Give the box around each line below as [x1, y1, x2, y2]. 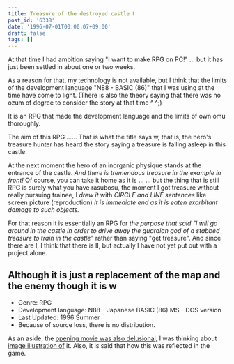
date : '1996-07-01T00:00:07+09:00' [8, 23, 111, 30]
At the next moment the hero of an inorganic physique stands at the [8, 161, 202, 169]
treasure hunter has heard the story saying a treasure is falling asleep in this [8, 140, 226, 149]
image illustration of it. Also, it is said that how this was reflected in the [8, 341, 210, 349]
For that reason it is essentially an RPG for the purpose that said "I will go [8, 219, 218, 227]
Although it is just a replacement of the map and [8, 269, 221, 281]
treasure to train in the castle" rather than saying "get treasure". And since [8, 234, 221, 243]
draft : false [8, 29, 46, 37]
